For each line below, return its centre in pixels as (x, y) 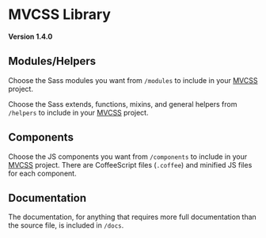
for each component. (42, 173)
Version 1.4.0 (30, 36)
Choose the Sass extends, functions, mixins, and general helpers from (123, 104)
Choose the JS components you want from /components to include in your (128, 157)
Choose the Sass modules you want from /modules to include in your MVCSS (133, 80)
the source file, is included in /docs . (66, 225)
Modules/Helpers (52, 61)
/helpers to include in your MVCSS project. (78, 112)
